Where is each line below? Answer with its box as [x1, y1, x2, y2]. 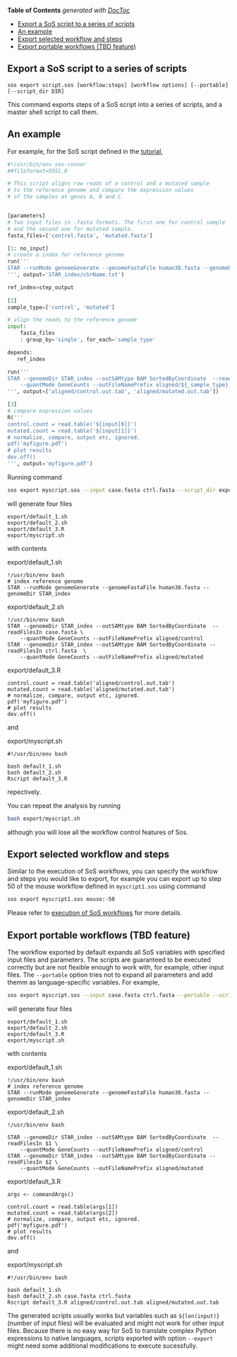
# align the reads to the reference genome [7, 317, 138, 324]
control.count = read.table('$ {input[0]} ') [7, 421, 138, 428]
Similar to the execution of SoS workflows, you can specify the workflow [7, 867, 219, 875]
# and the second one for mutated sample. [7, 225, 134, 232]
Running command [7, 472, 62, 481]
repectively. [7, 788, 42, 796]
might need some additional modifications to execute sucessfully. [7, 1341, 197, 1350]
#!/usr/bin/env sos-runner [7, 161, 87, 168]
